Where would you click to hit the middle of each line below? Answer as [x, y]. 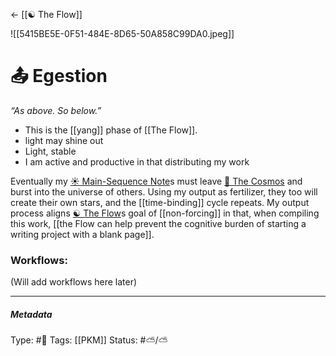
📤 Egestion [59, 76]
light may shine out [64, 140]
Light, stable [50, 151]
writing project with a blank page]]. [82, 234]
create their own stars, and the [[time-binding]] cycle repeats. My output [160, 202]
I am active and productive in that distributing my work [137, 161]
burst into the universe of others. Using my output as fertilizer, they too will [164, 191]
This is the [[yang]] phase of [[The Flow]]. [111, 130]
